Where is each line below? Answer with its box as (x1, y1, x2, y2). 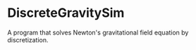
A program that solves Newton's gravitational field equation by (7, 28, 189, 37)
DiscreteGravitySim (7, 5, 125, 21)
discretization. (7, 35, 49, 44)
